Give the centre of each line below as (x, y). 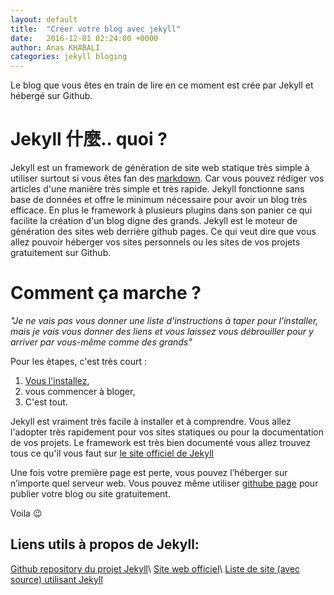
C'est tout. (46, 402)
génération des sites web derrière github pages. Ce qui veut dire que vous (163, 232)
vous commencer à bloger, (80, 391)
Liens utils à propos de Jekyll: (105, 544)
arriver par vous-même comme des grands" (101, 342)
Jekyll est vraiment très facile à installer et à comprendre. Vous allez (151, 421)
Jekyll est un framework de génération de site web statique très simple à (160, 168)
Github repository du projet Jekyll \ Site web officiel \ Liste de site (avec (155, 568)
